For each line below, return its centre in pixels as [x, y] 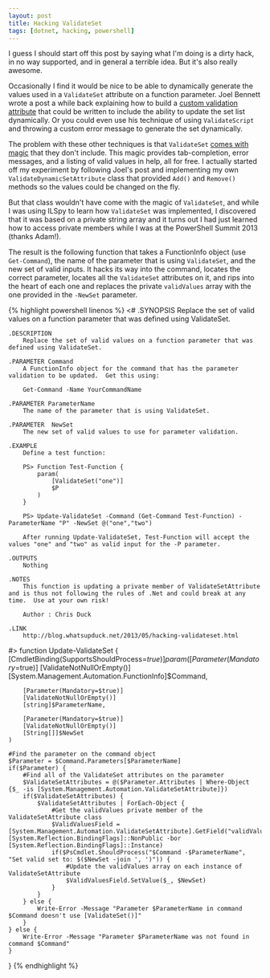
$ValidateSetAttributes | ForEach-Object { [111, 804]
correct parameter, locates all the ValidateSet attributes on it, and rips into [131, 278]
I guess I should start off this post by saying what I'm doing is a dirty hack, [131, 54]
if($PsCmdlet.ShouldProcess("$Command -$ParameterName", [149, 853]
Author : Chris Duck [57, 615]
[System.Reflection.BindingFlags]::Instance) [86, 846]
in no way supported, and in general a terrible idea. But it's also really [123, 62]
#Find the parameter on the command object [82, 754]
